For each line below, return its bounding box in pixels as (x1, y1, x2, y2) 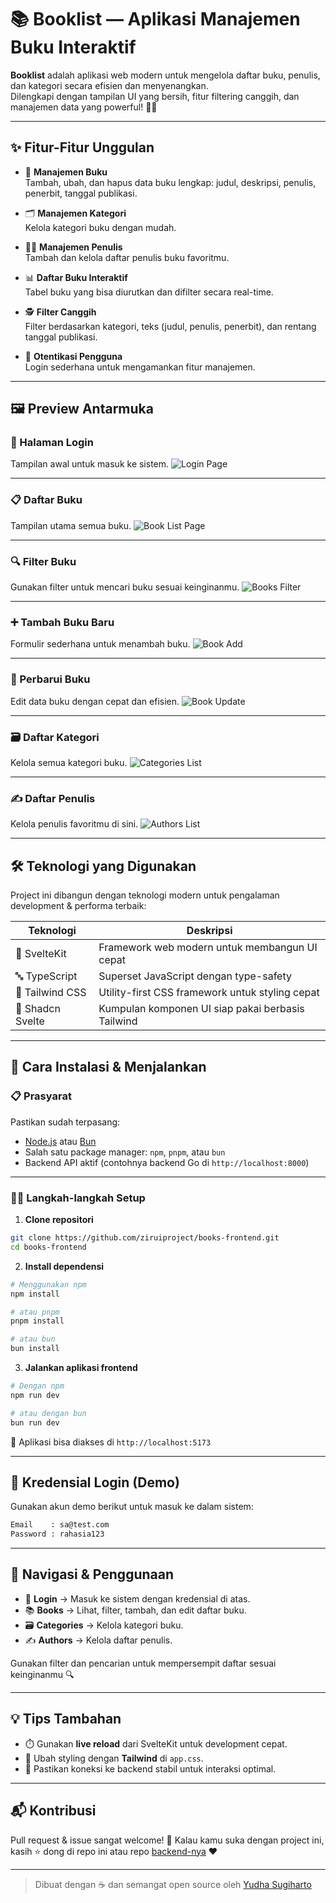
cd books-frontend (10, 1242, 87, 1252)
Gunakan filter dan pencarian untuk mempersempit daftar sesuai (10, 1657, 277, 1669)
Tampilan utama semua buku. (10, 519, 132, 531)
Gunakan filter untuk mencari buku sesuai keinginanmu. (10, 581, 240, 593)
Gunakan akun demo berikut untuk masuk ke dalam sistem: (10, 1501, 254, 1513)
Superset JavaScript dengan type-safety (98, 969, 292, 983)
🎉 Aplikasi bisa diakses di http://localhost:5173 (10, 1436, 212, 1448)
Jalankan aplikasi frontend (24, 1362, 138, 1374)
